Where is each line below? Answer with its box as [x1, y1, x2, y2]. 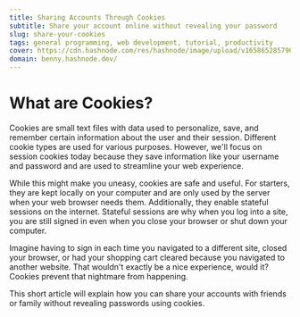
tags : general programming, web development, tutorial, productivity [9, 38, 274, 47]
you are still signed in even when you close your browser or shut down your [9, 215, 288, 226]
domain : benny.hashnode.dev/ [9, 54, 118, 63]
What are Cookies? [9, 93, 154, 113]
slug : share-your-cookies [9, 29, 105, 38]
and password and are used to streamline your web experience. [9, 160, 244, 171]
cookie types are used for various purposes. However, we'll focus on [9, 141, 262, 152]
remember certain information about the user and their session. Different [9, 131, 277, 143]
